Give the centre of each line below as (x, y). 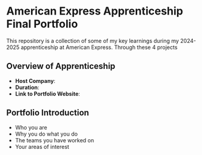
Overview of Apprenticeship (61, 66)
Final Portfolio (42, 24)
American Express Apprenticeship (95, 11)
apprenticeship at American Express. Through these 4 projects (99, 47)
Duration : (27, 87)
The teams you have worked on (55, 140)
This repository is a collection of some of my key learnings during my (93, 41)
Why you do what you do (46, 134)
